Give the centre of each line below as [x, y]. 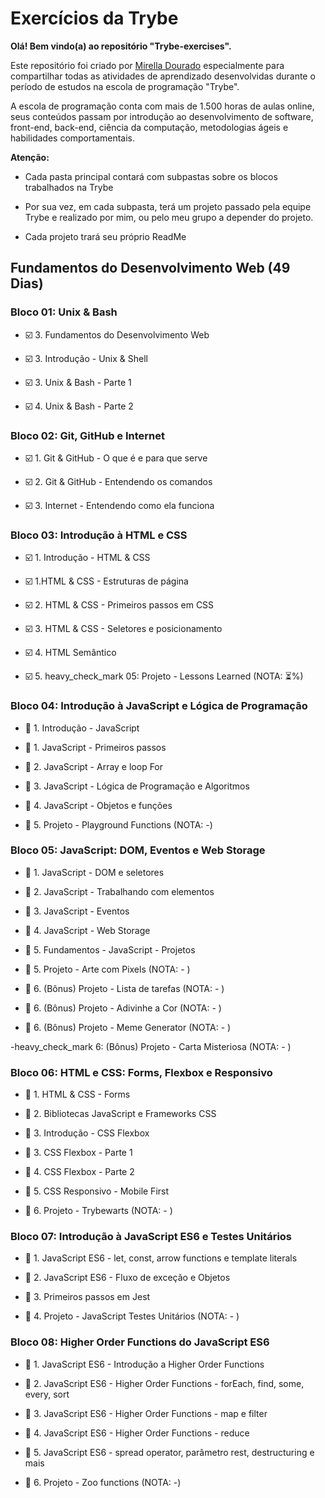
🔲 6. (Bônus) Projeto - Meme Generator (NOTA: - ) [128, 1027]
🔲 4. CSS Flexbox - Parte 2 [79, 1172]
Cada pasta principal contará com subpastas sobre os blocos [151, 176]
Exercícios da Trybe [94, 18]
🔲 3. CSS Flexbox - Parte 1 [78, 1153]
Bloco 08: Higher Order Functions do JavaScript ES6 [140, 1342]
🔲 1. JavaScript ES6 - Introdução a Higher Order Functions [144, 1364]
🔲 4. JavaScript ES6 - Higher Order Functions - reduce [137, 1433]
